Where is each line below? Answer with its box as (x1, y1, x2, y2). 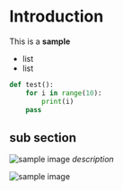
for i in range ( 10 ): (25, 88, 102, 98)
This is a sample (9, 36, 71, 47)
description (71, 154, 114, 165)
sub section (9, 130, 77, 145)
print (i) (41, 97, 75, 106)
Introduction (9, 6, 104, 27)
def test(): (9, 80, 54, 89)
